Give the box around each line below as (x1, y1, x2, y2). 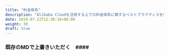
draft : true (5, 26, 30, 31)
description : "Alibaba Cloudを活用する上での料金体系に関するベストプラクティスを (5, 12, 163, 17)
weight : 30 (5, 21, 28, 27)
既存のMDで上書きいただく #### (5, 44, 89, 51)
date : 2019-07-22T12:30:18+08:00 (5, 17, 75, 22)
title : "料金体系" (5, 7, 41, 13)
